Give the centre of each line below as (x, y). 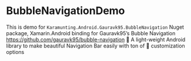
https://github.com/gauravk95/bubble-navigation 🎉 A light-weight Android (96, 39)
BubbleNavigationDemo (66, 11)
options (15, 52)
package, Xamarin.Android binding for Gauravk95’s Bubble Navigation (91, 33)
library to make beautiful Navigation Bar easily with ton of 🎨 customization (95, 46)
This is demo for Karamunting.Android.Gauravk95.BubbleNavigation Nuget (95, 27)
